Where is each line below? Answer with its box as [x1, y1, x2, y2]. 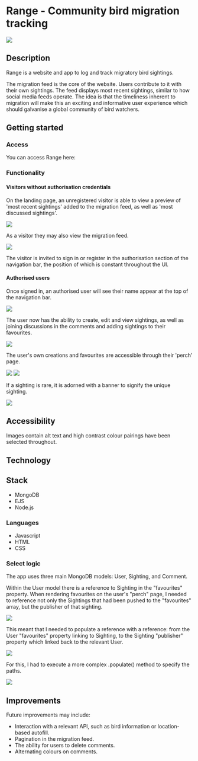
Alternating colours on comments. [14, 748, 98, 755]
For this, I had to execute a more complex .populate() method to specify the [6, 661, 190, 668]
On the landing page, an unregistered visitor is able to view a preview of [6, 197, 181, 204]
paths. [6, 667, 22, 674]
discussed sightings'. [6, 209, 58, 216]
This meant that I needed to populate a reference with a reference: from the [6, 626, 190, 633]
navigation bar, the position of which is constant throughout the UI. [6, 261, 169, 268]
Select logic [6, 559, 41, 567]
